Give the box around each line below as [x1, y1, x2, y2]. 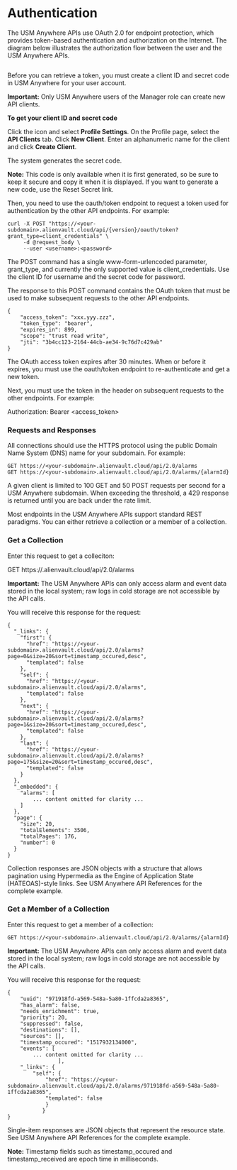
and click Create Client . [7, 142, 77, 151]
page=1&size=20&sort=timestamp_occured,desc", [7, 721, 147, 728]
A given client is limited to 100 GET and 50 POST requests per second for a [7, 481, 226, 490]
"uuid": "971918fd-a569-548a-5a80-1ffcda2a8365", [20, 995, 170, 1002]
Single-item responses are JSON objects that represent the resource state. [7, 1125, 226, 1134]
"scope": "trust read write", [20, 332, 110, 339]
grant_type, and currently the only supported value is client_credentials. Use [7, 265, 230, 273]
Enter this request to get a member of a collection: [7, 920, 154, 929]
